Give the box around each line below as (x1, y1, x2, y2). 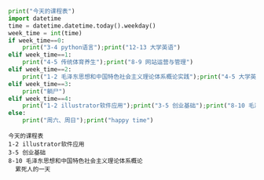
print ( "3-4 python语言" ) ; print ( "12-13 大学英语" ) (22, 44, 181, 52)
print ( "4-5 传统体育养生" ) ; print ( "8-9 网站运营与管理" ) (22, 59, 194, 67)
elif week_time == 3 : (8, 80, 72, 88)
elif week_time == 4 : (8, 95, 72, 103)
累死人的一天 (15, 165, 51, 173)
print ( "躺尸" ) (22, 87, 66, 95)
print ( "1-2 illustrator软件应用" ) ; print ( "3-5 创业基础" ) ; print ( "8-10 (22, 102, 245, 110)
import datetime (8, 14, 61, 23)
